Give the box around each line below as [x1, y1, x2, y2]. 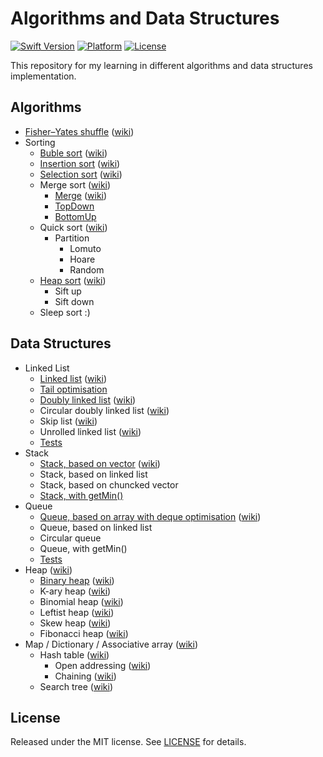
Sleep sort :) [39, 306, 91, 318]
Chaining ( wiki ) [54, 670, 117, 682]
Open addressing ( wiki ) [54, 659, 152, 671]
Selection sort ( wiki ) [39, 168, 123, 180]
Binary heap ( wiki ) [39, 574, 115, 586]
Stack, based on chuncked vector [39, 478, 179, 491]
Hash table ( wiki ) [39, 648, 110, 661]
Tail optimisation [39, 383, 108, 395]
